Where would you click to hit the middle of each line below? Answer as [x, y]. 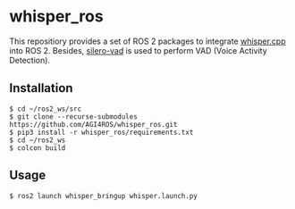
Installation [41, 88]
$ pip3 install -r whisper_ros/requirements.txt [101, 132]
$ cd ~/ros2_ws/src [46, 109]
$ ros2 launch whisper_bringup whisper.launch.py [104, 196]
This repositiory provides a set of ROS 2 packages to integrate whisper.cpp [147, 41]
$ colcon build [38, 148]
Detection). [30, 60]
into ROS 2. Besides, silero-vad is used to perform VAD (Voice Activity [139, 50]
